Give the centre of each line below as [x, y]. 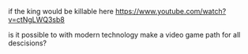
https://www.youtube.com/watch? [171, 11]
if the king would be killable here [61, 11]
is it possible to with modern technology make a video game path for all [124, 35]
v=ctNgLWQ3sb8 [36, 20]
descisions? [28, 43]
